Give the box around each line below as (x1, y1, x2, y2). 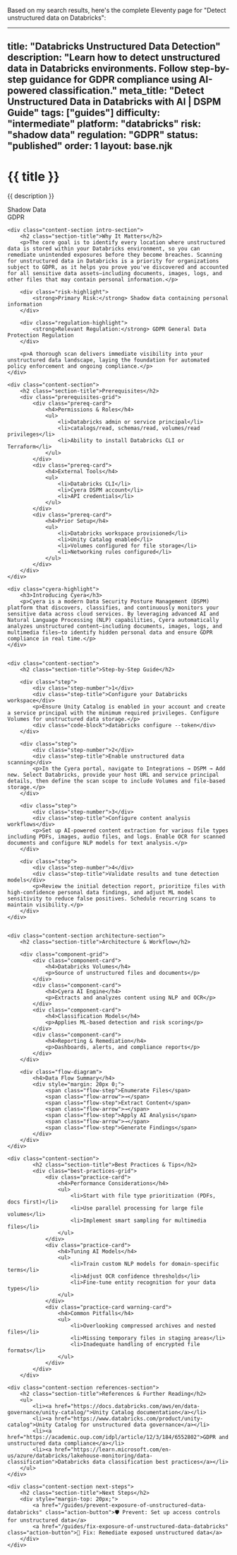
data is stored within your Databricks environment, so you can (7, 245, 200, 253)
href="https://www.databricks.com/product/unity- (54, 1415, 203, 1423)
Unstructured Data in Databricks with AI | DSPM (7, 96, 221, 108)
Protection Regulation (7, 332, 74, 339)
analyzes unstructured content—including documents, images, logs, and (7, 623, 222, 630)
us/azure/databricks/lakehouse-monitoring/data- (7, 1452, 153, 1459)
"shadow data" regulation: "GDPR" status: (7, 129, 199, 141)
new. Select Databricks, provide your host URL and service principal (7, 771, 219, 779)
